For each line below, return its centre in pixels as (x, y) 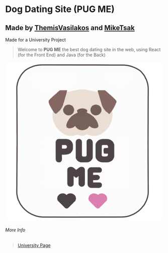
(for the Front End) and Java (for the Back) (61, 55)
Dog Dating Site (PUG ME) (60, 9)
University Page (34, 245)
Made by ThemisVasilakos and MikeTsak (70, 28)
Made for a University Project (36, 40)
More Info (15, 230)
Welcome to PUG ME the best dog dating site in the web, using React (89, 49)
